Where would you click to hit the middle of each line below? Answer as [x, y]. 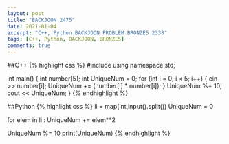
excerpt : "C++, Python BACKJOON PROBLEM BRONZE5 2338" [87, 33]
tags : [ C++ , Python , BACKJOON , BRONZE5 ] [66, 39]
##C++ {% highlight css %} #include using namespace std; [91, 65]
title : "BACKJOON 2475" [41, 20]
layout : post [26, 13]
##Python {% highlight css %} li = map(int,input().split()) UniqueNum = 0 [110, 106]
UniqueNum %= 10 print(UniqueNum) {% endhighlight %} [89, 133]
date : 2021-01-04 [32, 26]
